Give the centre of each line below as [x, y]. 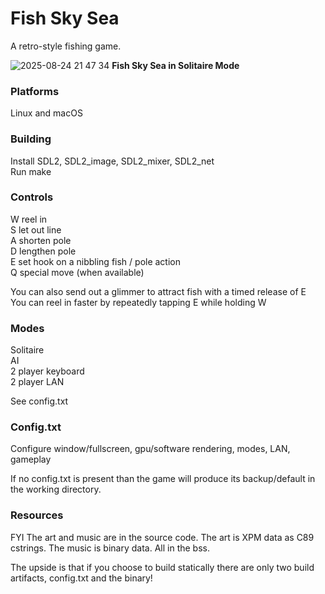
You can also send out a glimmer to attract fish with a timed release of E [158, 291]
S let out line [36, 229]
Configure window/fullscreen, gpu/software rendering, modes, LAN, [150, 449]
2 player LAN [37, 382]
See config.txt [39, 401]
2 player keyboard [47, 371]
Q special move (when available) [77, 272]
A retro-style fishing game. [66, 46]
